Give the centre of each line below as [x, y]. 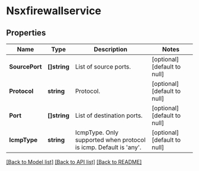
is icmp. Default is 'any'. [108, 147]
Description [111, 49]
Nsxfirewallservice [54, 11]
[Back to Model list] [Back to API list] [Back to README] [74, 162]
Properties [26, 33]
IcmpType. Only [97, 133]
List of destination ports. [109, 115]
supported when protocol [110, 140]
